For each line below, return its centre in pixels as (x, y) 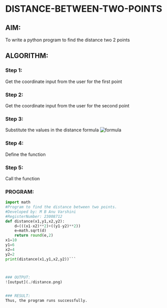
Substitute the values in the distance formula (52, 130)
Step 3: (15, 119)
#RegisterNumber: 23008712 (34, 216)
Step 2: (15, 95)
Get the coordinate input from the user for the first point (64, 81)
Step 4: (15, 143)
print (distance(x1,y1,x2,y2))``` (41, 259)
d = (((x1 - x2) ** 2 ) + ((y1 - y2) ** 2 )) (48, 226)
